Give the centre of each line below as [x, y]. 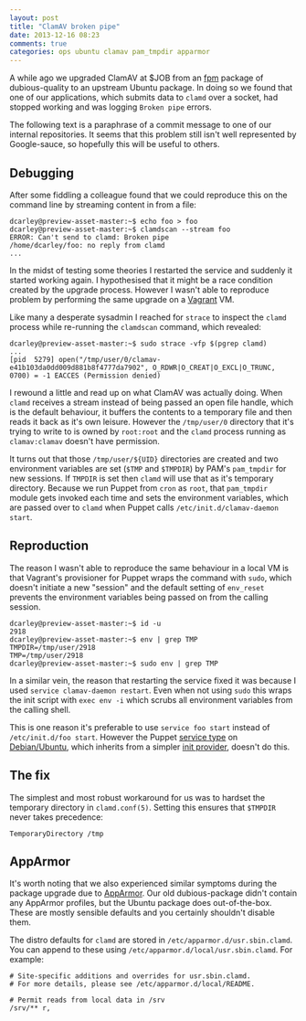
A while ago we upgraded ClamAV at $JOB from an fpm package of [137, 78]
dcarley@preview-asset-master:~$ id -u [85, 623]
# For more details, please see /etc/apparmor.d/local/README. [132, 984]
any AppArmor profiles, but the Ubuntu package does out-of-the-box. [141, 903]
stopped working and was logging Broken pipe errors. [111, 107]
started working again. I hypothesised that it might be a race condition [142, 280]
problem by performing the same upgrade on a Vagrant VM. [122, 299]
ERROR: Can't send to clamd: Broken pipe [90, 237]
